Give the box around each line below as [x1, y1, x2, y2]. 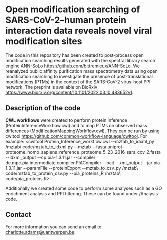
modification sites [5, 36, 82, 47]
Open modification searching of [5, 4, 140, 15]
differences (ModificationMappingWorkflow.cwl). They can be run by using [5, 128, 160, 134]
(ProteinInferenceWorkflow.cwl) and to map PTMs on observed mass [5, 122, 147, 128]
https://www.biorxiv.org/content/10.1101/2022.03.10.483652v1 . [5, 89, 134, 95]
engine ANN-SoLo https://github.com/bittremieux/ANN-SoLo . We [5, 63, 140, 69]
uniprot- [107, 144, 124, 150]
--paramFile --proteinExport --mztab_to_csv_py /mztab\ [23, 165, 138, 171]
